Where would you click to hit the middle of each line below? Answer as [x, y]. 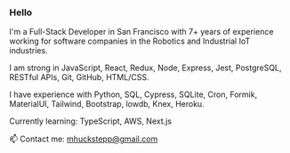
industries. [28, 51]
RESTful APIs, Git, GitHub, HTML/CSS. [79, 77]
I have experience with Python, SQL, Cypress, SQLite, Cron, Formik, [133, 94]
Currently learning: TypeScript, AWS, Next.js [90, 121]
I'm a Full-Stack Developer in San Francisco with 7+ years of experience [141, 32]
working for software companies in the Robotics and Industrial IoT [130, 41]
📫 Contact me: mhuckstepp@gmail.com [84, 139]
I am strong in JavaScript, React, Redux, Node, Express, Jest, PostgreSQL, [145, 68]
